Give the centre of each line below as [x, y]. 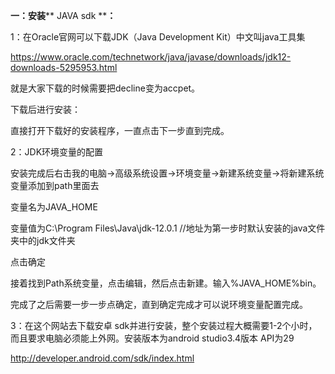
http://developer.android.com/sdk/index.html [102, 358]
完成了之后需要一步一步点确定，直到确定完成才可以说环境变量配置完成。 [159, 304]
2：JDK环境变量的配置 [57, 152]
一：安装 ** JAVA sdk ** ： [63, 15]
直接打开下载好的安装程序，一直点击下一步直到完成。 [120, 130]
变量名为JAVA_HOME [54, 207]
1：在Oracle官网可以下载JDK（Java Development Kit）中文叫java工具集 [158, 37]
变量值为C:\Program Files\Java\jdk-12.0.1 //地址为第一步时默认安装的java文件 [168, 228]
